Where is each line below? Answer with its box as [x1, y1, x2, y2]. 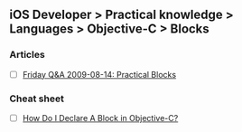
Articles [9, 49, 45, 61]
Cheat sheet [9, 92, 65, 105]
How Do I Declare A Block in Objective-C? [22, 113, 179, 124]
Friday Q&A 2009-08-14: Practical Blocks [22, 69, 177, 80]
